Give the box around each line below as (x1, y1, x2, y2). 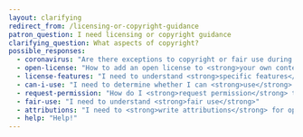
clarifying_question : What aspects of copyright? (8, 38, 200, 48)
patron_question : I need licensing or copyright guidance (8, 30, 232, 39)
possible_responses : (8, 47, 87, 56)
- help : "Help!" (16, 114, 78, 123)
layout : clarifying (8, 13, 82, 23)
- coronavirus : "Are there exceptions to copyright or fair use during (16, 55, 293, 64)
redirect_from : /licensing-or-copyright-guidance (8, 22, 200, 31)
